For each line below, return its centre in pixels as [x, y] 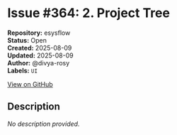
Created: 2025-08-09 [40, 48]
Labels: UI [22, 70]
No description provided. [44, 124]
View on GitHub [30, 84]
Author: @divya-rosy [39, 63]
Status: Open [27, 40]
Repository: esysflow [39, 33]
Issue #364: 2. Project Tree [88, 13]
